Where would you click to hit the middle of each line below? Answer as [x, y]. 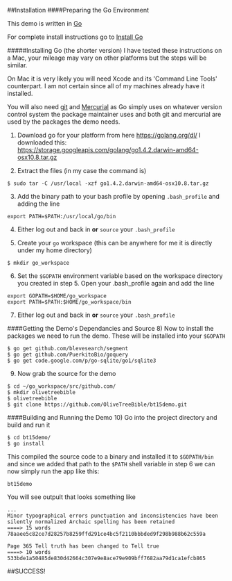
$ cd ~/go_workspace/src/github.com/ [62, 386]
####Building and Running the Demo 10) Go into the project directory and [112, 417]
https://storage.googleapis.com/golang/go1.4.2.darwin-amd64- [108, 150]
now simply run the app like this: [53, 471]
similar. [17, 65]
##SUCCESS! [26, 571]
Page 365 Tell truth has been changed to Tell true [83, 546]
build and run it [29, 425]
